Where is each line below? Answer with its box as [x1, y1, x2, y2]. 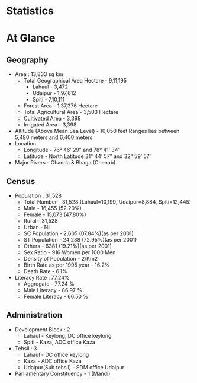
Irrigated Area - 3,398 [23, 121, 77, 128]
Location [14, 140, 37, 147]
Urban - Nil [23, 224, 51, 230]
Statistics [6, 4, 54, 18]
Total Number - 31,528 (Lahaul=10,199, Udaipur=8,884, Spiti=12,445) [23, 198, 191, 205]
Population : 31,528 [14, 192, 62, 199]
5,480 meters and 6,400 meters [14, 134, 93, 141]
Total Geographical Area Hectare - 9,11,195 [23, 77, 127, 84]
